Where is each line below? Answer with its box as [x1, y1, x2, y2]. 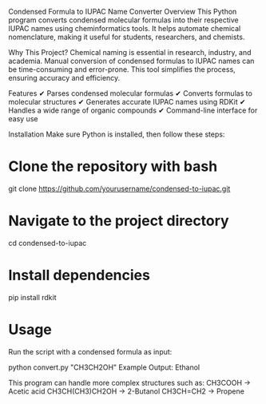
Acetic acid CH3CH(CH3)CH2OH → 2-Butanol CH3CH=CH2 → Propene [8, 386, 245, 396]
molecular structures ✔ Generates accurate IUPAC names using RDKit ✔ [8, 97, 246, 106]
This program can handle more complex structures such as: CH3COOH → [8, 378, 252, 387]
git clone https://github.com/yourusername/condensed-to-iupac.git [8, 184, 231, 193]
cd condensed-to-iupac [8, 238, 87, 248]
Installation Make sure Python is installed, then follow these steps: [8, 129, 225, 139]
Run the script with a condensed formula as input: [8, 347, 173, 356]
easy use [8, 114, 38, 123]
